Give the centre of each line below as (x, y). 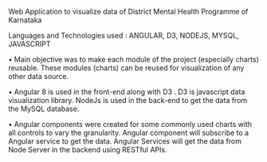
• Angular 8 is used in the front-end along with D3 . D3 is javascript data (127, 92)
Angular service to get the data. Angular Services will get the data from (125, 141)
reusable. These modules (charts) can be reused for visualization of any (126, 68)
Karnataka (25, 20)
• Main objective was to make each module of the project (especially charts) (133, 59)
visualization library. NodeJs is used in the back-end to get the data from (128, 100)
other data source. (39, 76)
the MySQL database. (44, 109)
